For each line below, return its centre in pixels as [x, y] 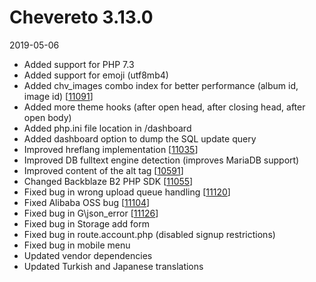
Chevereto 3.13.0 [81, 17]
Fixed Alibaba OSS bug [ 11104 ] [87, 202]
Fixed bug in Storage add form [86, 223]
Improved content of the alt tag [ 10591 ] [103, 170]
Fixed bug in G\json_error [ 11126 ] [91, 213]
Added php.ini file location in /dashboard [107, 128]
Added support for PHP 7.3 [79, 64]
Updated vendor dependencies [88, 255]
